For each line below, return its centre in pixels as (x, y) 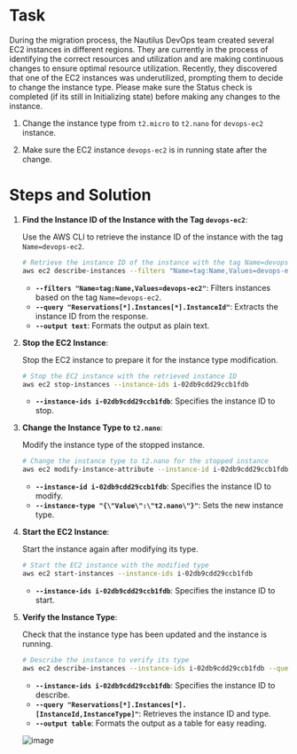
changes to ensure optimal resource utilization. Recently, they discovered (143, 68)
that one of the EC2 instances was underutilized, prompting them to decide (146, 77)
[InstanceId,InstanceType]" (87, 714)
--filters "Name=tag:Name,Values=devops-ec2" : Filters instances (153, 287)
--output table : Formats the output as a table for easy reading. (151, 723)
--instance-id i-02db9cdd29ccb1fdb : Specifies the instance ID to (153, 487)
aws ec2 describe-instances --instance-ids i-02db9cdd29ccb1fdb (143, 668)
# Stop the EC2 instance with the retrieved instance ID (129, 376)
